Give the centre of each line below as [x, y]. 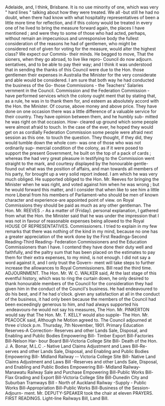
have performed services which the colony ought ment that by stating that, [81, 96]
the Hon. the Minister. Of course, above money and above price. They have [81, 106]
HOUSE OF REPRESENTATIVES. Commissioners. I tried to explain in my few [81, 226]
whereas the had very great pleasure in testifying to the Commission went [80, 158]
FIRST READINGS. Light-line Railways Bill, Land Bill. [57, 398]
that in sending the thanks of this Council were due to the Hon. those [75, 70]
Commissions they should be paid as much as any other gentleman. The [78, 205]
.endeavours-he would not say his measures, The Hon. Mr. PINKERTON [77, 310]
